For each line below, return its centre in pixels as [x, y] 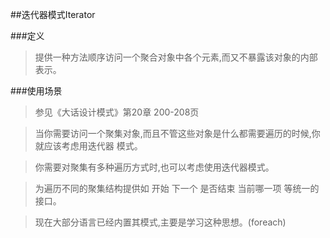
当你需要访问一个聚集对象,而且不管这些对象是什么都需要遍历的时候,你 [177, 133]
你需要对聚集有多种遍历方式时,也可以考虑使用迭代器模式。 [154, 167]
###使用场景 [36, 91]
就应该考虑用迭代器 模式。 [88, 146]
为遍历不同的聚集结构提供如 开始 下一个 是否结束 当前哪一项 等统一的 [177, 188]
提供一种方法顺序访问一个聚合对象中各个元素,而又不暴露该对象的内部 [176, 57]
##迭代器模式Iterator [53, 14]
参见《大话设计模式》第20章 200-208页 [117, 112]
